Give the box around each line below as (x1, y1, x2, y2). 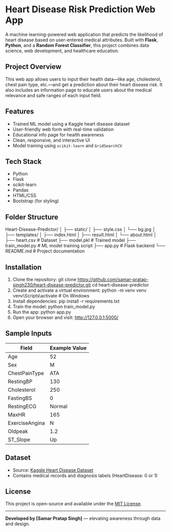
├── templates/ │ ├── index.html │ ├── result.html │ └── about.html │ (5, 232, 157, 238)
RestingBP (8, 378, 33, 385)
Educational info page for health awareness (12, 131, 104, 137)
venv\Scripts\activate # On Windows (12, 293, 90, 298)
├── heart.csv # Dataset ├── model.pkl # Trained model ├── (5, 237, 136, 243)
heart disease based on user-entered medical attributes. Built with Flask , (5, 37, 158, 43)
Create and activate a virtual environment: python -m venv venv (12, 287, 147, 293)
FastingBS (8, 395, 32, 402)
